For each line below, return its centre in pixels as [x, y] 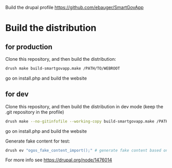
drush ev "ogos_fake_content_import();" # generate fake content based [83, 150]
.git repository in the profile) [35, 112]
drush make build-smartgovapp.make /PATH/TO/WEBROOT [63, 68]
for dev [17, 94]
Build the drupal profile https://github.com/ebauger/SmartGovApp [74, 7]
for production [29, 47]
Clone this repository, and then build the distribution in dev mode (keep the [84, 106]
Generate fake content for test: [38, 141]
